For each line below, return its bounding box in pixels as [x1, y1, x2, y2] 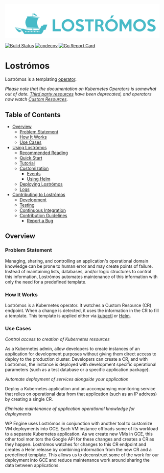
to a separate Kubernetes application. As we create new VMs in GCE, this [5, 431, 153, 437]
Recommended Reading [19, 150, 68, 156]
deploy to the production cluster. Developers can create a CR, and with [5, 356, 148, 362]
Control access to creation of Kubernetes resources [5, 336, 110, 342]
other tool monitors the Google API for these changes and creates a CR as [5, 436, 154, 442]
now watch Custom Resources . [5, 96, 68, 102]
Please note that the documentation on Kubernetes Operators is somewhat [5, 86, 157, 92]
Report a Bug [26, 218, 54, 224]
